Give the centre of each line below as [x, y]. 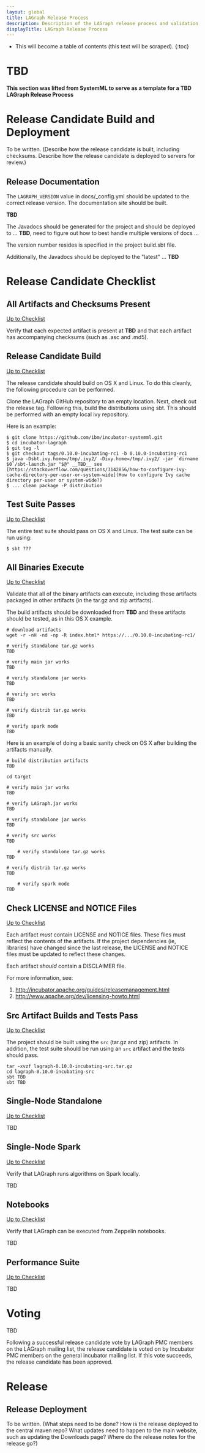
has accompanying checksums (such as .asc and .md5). [77, 337]
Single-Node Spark [43, 1147]
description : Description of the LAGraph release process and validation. [104, 23]
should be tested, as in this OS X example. [60, 619]
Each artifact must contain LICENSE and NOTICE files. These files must [96, 935]
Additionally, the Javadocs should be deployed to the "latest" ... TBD [93, 256]
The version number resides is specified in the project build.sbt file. [91, 245]
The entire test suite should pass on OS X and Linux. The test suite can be [99, 531]
